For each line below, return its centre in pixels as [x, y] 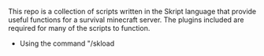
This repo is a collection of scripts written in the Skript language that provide [132, 11]
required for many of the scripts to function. [79, 28]
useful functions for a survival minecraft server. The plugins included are [126, 20]
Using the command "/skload [67, 43]
